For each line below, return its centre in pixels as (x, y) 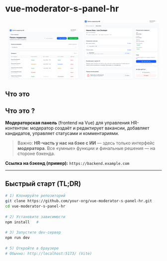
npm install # (22, 222)
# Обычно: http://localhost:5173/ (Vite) (49, 254)
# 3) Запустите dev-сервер (33, 233)
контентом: (17, 128)
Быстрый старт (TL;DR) (43, 184)
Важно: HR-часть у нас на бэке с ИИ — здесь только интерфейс (86, 143)
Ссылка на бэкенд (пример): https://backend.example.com (67, 163)
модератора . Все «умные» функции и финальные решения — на (86, 148)
